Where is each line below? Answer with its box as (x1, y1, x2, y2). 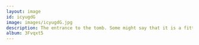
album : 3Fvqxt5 (6, 30, 44, 36)
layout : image (6, 8, 41, 15)
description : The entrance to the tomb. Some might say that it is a (6, 25, 182, 31)
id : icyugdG (6, 14, 36, 20)
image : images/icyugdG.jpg (6, 19, 73, 25)
